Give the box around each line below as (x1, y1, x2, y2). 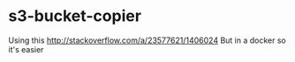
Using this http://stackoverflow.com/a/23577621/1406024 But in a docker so (8, 35, 286, 45)
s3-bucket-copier (8, 6, 142, 26)
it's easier (8, 44, 44, 54)
